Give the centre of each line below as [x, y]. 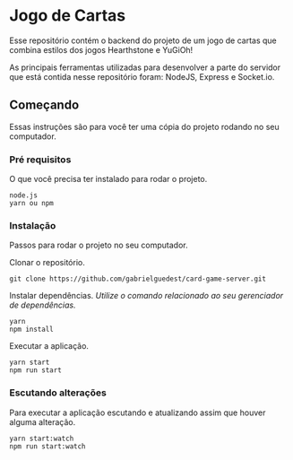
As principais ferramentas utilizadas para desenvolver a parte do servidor [145, 67]
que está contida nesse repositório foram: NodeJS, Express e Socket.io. [142, 76]
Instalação [33, 225]
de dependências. [43, 305]
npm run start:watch [48, 446]
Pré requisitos [40, 160]
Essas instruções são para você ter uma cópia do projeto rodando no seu [144, 126]
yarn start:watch [42, 438]
